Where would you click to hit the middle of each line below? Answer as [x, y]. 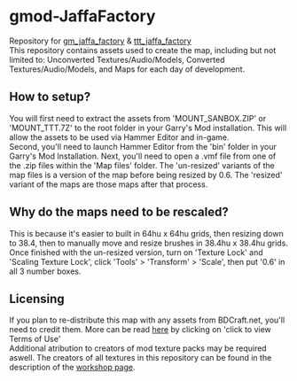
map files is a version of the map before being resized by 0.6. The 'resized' [146, 175]
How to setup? [50, 97]
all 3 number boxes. [45, 271]
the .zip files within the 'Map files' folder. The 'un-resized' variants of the [142, 165]
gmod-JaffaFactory [82, 16]
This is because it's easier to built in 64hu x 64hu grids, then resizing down [146, 233]
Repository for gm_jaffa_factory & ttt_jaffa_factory [101, 41]
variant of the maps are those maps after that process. [109, 184]
